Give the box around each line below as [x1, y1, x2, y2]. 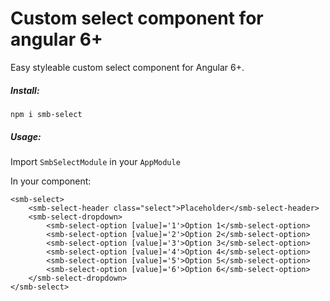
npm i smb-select [10, 109, 83, 119]
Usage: [10, 130, 42, 142]
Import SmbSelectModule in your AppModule [10, 155, 181, 167]
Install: [10, 84, 40, 96]
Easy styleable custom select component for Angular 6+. [10, 61, 245, 73]
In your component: [10, 175, 92, 187]
